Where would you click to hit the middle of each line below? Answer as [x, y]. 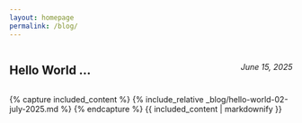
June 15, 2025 [266, 66]
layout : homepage [42, 18]
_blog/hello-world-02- [247, 100]
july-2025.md [34, 110]
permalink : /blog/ [44, 26]
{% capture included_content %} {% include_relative [107, 100]
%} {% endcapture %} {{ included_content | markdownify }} [171, 110]
